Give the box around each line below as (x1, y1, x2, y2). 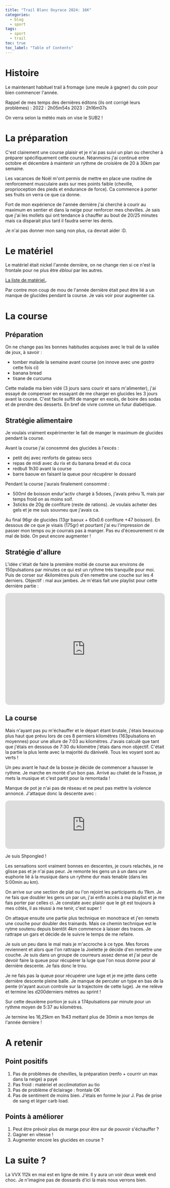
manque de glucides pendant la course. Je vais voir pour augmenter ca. (5, 292, 155, 299)
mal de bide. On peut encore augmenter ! (5, 533, 91, 539)
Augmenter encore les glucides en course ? (12, 1137, 104, 1143)
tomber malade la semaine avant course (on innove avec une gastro (12, 359, 154, 365)
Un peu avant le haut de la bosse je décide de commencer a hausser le (5, 764, 153, 770)
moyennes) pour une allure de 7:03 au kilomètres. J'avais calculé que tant (5, 738, 159, 744)
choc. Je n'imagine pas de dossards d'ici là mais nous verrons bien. (5, 1177, 147, 1183)
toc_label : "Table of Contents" (5, 45, 73, 50)
